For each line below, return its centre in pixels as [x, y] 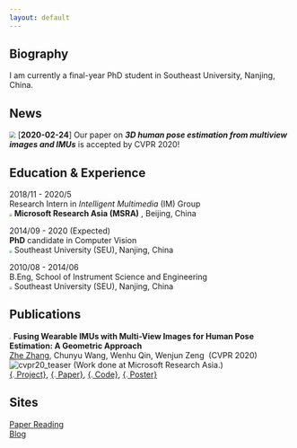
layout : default [39, 18]
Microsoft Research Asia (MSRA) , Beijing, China [105, 214]
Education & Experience [78, 173]
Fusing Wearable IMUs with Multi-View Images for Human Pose [133, 336]
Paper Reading [37, 424]
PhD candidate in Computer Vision [73, 241]
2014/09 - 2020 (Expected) [60, 231]
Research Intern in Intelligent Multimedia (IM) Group [105, 204]
